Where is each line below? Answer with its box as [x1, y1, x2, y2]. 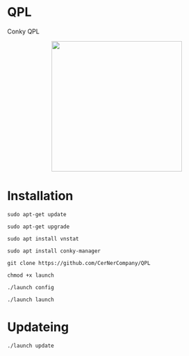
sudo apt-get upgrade [7, 223, 70, 230]
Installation [7, 188, 74, 204]
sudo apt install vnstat [7, 235, 79, 242]
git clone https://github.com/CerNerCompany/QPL [7, 259, 151, 266]
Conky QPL [7, 27, 40, 35]
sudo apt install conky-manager [7, 248, 101, 254]
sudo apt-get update [7, 211, 67, 218]
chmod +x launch [7, 272, 54, 279]
